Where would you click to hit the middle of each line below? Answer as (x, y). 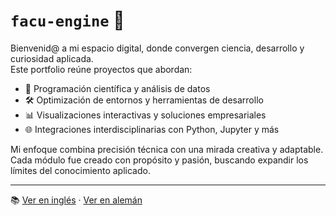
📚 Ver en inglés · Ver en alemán (76, 200)
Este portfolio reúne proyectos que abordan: (101, 69)
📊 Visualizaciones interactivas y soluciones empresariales (145, 115)
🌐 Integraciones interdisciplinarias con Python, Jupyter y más (152, 129)
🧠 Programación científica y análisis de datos (117, 88)
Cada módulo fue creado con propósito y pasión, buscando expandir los (159, 160)
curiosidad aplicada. (52, 58)
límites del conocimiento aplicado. (80, 170)
